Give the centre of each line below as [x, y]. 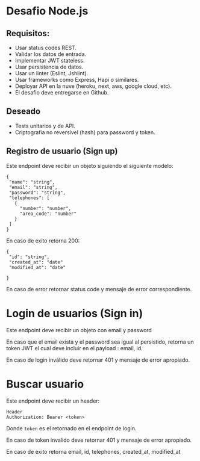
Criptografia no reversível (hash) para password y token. [85, 132]
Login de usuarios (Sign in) [75, 313]
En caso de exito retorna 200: [43, 240]
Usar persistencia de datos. [49, 67]
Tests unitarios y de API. [45, 126]
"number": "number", [45, 208]
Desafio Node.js [47, 11]
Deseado [23, 112]
